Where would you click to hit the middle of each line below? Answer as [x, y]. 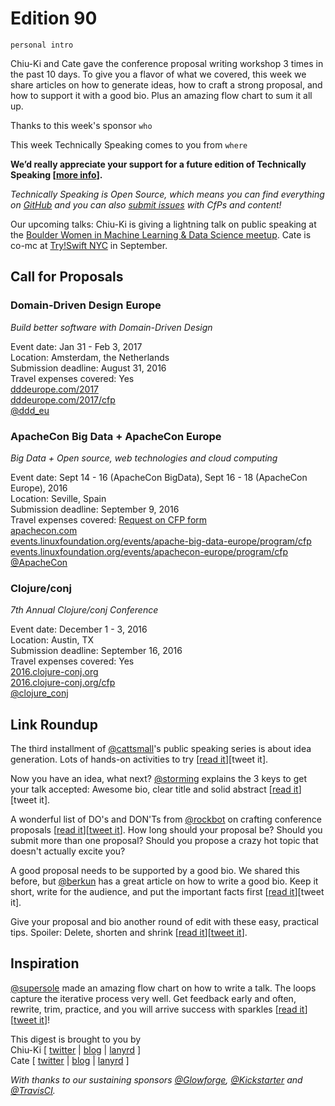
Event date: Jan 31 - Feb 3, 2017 [76, 346]
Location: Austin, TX [52, 640]
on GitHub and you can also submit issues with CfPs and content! [146, 204]
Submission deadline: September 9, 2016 [95, 509]
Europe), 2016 [39, 488]
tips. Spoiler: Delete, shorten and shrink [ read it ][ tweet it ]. [129, 933]
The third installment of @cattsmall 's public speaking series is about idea [161, 749]
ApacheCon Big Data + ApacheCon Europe [116, 436]
